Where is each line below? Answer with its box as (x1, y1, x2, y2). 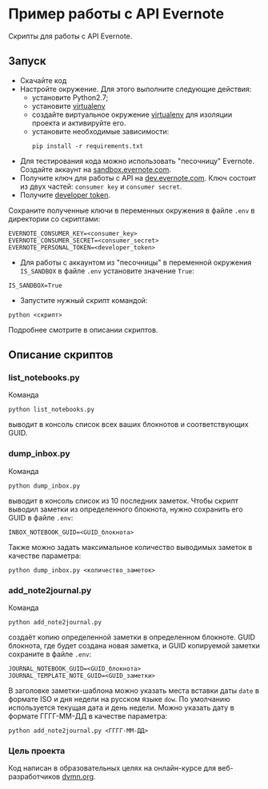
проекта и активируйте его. (31, 118, 126, 128)
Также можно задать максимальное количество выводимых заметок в (8, 542, 253, 552)
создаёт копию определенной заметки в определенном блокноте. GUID (8, 632, 256, 642)
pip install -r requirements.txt (31, 141, 144, 150)
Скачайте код (19, 75, 67, 85)
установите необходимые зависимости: (31, 126, 170, 136)
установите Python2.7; (31, 93, 109, 102)
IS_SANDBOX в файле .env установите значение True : (19, 265, 194, 276)
